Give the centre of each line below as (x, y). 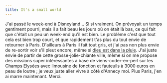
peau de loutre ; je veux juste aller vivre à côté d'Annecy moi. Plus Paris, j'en (83, 71)
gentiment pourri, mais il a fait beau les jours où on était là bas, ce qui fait (81, 29)
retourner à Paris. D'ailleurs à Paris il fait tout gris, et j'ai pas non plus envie (82, 44)
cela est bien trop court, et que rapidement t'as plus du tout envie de (76, 40)
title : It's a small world (33, 10)
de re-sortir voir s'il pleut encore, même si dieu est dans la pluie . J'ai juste (81, 50)
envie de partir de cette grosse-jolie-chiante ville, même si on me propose (81, 55)
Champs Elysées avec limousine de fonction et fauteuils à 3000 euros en (80, 66)
